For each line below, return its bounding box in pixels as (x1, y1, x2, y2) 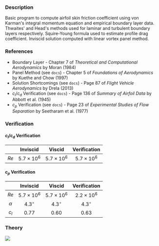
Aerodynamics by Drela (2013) (12, 85, 74, 91)
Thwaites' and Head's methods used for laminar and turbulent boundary (5, 25, 150, 31)
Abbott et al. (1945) (12, 97, 51, 103)
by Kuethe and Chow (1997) (12, 75, 68, 81)
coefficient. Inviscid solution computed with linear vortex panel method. (5, 36, 149, 42)
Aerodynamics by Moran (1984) (12, 64, 77, 70)
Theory (5, 224, 23, 231)
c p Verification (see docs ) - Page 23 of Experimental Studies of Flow (12, 102, 149, 109)
